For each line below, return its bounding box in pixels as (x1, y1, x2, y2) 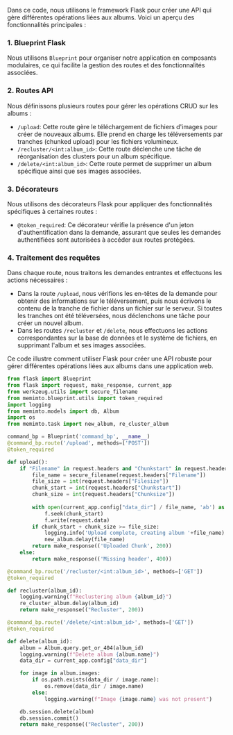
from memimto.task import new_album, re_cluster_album (7, 420, 169, 428)
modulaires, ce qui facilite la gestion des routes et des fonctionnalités (7, 61, 205, 69)
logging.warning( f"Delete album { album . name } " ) (19, 651, 159, 658)
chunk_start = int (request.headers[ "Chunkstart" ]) (32, 484, 182, 492)
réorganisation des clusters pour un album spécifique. (17, 152, 172, 160)
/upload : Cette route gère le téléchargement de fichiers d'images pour (17, 122, 218, 131)
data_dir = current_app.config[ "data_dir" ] (19, 657, 148, 664)
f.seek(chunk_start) (44, 510, 104, 517)
